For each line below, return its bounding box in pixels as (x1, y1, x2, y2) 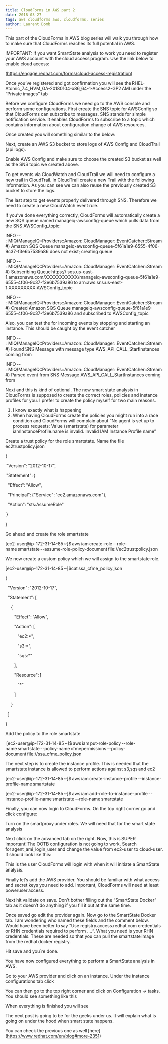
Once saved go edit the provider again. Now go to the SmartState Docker (5, 912, 156, 918)
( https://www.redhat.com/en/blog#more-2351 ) (5, 1033, 101, 1039)
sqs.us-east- (67, 269, 94, 275)
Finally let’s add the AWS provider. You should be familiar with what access (5, 877, 160, 883)
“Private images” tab (5, 91, 48, 97)
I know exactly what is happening (12, 407, 82, 413)
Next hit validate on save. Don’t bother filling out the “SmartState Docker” (5, 897, 157, 903)
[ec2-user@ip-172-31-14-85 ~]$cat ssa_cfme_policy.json (5, 565, 123, 572)
